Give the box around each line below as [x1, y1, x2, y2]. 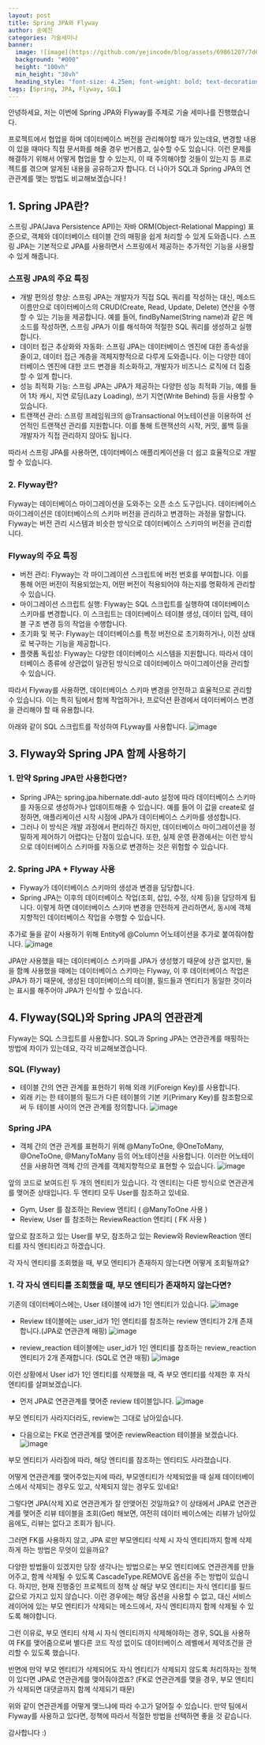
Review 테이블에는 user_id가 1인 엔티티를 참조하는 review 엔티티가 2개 [19, 1316, 238, 1325]
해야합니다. [22, 1611, 58, 1621]
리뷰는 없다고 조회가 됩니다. [31, 1518, 116, 1528]
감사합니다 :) [8, 1728, 47, 1737]
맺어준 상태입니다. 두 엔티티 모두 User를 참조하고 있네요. [16, 1188, 190, 1198]
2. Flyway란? [8, 479, 58, 490]
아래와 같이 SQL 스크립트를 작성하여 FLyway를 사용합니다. [8, 722, 188, 731]
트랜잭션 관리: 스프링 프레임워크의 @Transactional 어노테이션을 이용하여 [19, 411, 243, 421]
